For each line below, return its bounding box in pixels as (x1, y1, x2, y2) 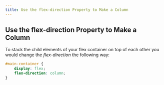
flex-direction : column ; (14, 71, 66, 76)
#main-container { (5, 62, 43, 67)
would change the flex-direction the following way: (5, 52, 110, 58)
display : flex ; (14, 66, 46, 71)
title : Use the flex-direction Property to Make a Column (5, 7, 128, 12)
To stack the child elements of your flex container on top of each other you (5, 47, 159, 53)
